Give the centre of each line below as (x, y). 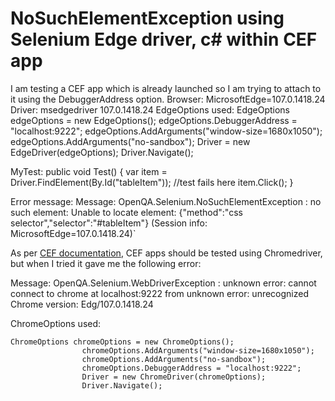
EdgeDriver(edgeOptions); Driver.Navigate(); (102, 152)
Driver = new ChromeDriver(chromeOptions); (174, 377)
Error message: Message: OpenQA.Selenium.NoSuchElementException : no (166, 201)
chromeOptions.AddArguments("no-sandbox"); (174, 359)
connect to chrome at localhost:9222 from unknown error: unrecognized (160, 293)
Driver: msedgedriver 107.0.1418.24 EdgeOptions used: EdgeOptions (150, 109)
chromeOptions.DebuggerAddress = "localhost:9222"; (191, 368)
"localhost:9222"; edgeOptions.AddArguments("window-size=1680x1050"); (166, 131)
